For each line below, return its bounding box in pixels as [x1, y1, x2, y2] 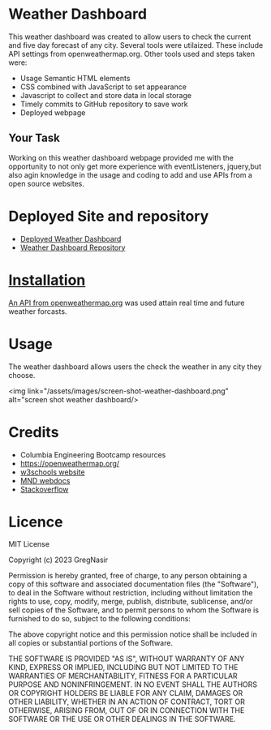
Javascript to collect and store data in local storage [19, 90, 192, 100]
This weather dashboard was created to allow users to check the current [8, 32, 252, 41]
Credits [8, 423, 59, 441]
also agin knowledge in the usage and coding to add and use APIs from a [8, 170, 253, 179]
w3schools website [19, 467, 85, 477]
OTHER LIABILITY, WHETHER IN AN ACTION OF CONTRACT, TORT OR [8, 697, 245, 706]
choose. [8, 370, 36, 380]
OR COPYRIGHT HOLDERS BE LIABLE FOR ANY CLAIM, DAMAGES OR [8, 689, 243, 698]
